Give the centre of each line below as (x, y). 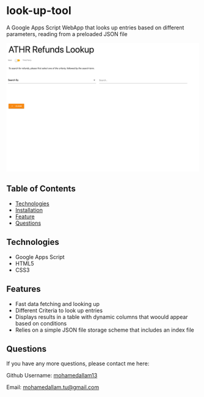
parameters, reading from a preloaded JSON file (67, 34)
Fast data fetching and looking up (57, 304)
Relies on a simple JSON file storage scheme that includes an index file (104, 330)
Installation (29, 210)
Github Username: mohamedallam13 (52, 376)
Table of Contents (41, 189)
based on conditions (41, 323)
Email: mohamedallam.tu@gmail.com (53, 387)
